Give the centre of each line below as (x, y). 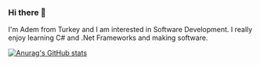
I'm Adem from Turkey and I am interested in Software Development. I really (130, 30)
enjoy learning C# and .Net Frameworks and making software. (108, 38)
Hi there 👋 (27, 13)
